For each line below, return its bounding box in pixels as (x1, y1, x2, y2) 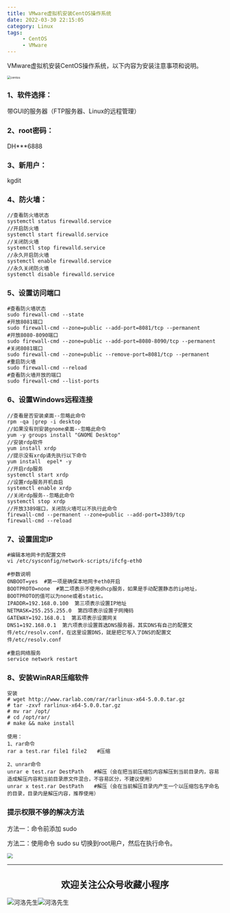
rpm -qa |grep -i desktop (7, 418, 81, 425)
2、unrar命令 (7, 762, 41, 768)
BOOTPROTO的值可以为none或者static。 (7, 593, 107, 600)
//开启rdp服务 (7, 465, 43, 472)
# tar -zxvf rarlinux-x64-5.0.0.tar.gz (7, 702, 121, 709)
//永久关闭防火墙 (7, 265, 49, 272)
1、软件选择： (7, 90, 53, 99)
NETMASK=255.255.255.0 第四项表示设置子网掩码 (7, 607, 134, 614)
